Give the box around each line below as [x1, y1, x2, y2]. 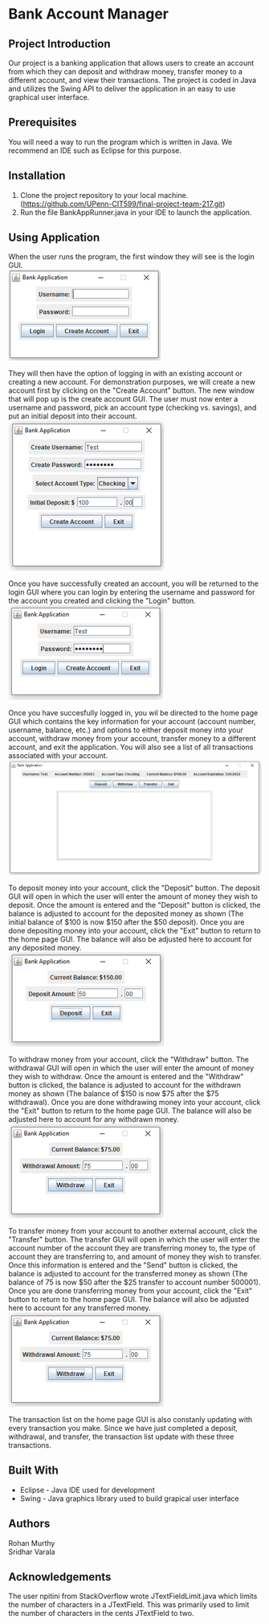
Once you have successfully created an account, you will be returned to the [8, 579, 259, 588]
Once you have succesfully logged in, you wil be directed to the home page [8, 708, 259, 718]
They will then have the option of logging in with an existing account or [8, 369, 243, 378]
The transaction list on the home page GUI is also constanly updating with [8, 1414, 253, 1424]
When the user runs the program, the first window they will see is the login [8, 252, 255, 262]
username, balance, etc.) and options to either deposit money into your [8, 725, 243, 735]
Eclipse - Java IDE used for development [19, 1485, 155, 1494]
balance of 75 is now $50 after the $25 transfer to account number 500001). [8, 1277, 261, 1287]
